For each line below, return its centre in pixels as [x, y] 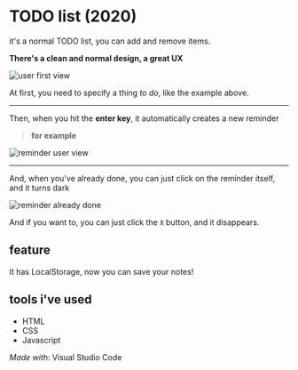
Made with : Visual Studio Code [66, 357]
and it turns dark [39, 188]
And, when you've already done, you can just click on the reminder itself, [142, 178]
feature [30, 250]
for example [54, 135]
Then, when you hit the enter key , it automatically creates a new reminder [144, 118]
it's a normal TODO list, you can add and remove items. [110, 41]
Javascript [41, 340]
